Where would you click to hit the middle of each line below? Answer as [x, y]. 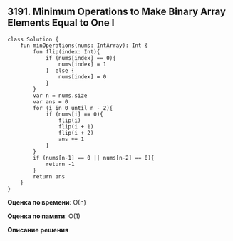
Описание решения [38, 230]
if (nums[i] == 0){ [74, 114]
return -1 [60, 164]
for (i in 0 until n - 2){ [73, 108]
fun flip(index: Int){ [67, 52]
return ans [49, 176]
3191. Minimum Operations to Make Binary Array [117, 12]
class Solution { [33, 39]
